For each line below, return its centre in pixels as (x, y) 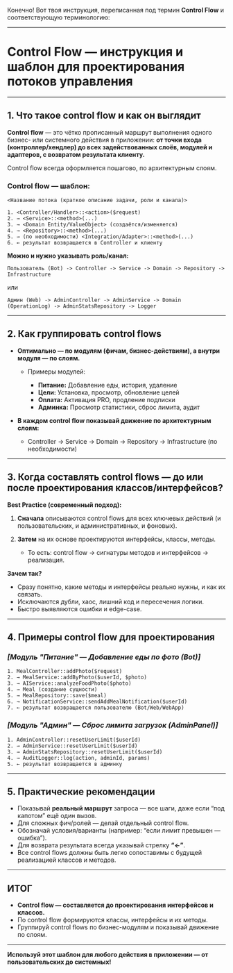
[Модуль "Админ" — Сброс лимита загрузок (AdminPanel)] (113, 725)
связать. (30, 594)
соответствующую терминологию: (59, 17)
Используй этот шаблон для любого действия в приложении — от (108, 955)
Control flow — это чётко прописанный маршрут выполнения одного (110, 132)
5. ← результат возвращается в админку (65, 764)
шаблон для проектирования (96, 67)
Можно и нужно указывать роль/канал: (68, 256)
